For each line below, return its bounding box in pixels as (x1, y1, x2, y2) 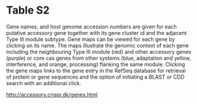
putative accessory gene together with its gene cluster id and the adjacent (6, 29, 187, 36)
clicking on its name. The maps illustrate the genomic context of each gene (6, 42, 189, 49)
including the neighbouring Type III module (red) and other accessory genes (6, 48, 192, 55)
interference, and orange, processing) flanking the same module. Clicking (6, 60, 185, 68)
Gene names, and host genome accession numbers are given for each (6, 23, 177, 30)
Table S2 (6, 4, 50, 17)
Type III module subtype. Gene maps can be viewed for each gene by (6, 35, 175, 43)
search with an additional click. (6, 79, 81, 86)
